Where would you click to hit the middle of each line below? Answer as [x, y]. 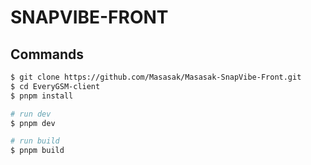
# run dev [31, 114]
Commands [47, 54]
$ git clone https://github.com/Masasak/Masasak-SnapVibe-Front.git [156, 77]
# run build [35, 141]
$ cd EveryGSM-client [55, 86]
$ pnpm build [37, 151]
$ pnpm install [42, 96]
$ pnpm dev [33, 123]
